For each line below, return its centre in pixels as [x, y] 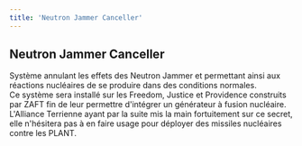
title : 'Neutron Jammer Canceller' [76, 18]
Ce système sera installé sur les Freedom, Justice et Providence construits [148, 95]
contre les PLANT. [43, 133]
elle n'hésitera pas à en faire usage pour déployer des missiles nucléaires [146, 123]
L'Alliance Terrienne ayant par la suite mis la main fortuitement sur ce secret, [151, 114]
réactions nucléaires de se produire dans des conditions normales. [133, 86]
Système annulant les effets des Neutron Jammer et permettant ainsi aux [145, 76]
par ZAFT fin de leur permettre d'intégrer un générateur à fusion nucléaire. [148, 105]
